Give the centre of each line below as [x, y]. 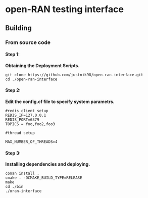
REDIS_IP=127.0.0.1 [26, 115]
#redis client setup [27, 111]
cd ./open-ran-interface [31, 79]
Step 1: [13, 55]
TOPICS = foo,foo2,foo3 [30, 124]
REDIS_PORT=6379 [22, 120]
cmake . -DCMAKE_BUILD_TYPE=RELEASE [44, 178]
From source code [28, 42]
